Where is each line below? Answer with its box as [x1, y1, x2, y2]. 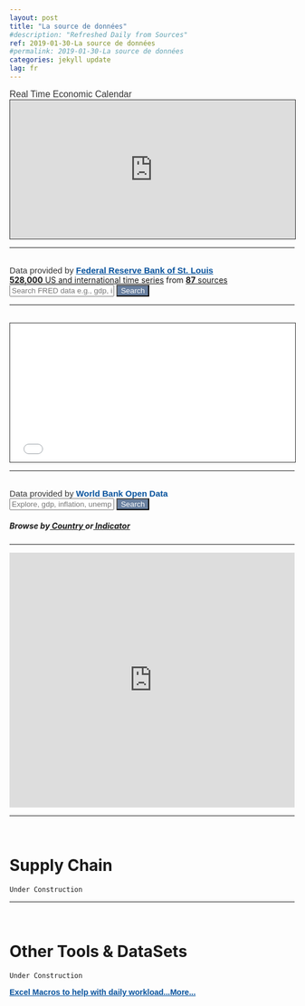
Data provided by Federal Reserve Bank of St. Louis [9, 265, 214, 276]
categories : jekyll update [9, 55, 111, 64]
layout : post [9, 13, 59, 23]
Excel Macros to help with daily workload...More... [9, 987, 196, 997]
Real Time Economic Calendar [9, 88, 133, 100]
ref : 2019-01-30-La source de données [9, 38, 156, 48]
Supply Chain [9, 856, 113, 875]
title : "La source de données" [9, 22, 128, 31]
